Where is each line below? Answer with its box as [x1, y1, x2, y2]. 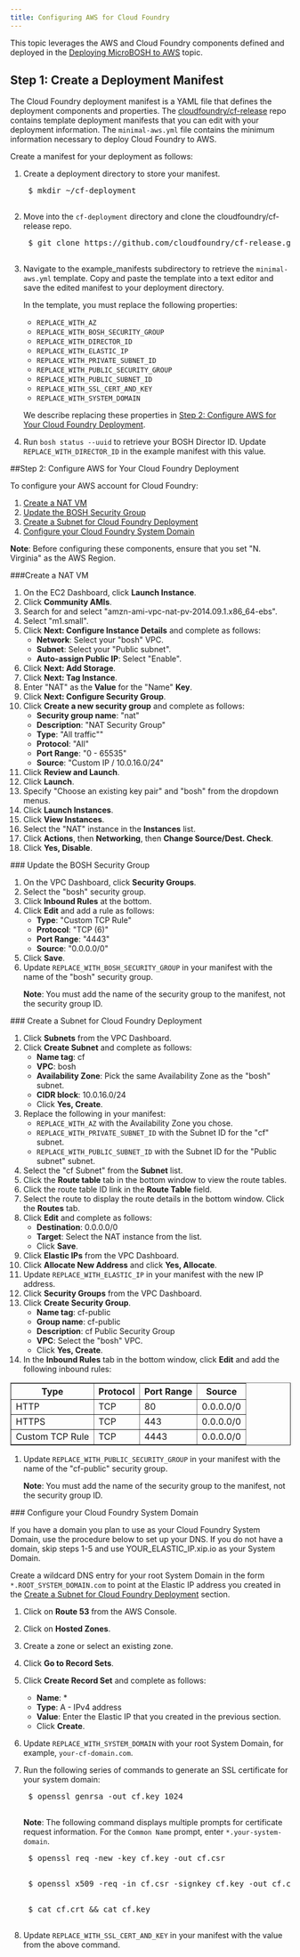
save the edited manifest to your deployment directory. [22, 282, 225, 294]
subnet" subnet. [36, 1156, 96, 1167]
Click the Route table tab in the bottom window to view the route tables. [22, 1175, 288, 1185]
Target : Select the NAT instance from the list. [36, 1232, 203, 1242]
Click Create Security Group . [22, 1298, 132, 1308]
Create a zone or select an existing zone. [22, 1641, 174, 1652]
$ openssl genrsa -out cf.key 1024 [28, 1791, 183, 1802]
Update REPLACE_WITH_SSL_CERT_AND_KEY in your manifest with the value [22, 1930, 283, 1941]
